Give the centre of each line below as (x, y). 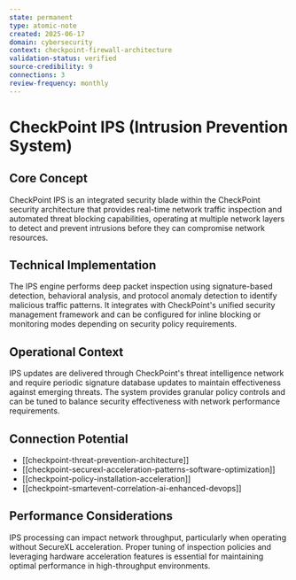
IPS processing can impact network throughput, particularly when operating (148, 537)
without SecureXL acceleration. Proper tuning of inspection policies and (140, 546)
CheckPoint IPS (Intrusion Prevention (148, 127)
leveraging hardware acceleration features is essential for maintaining (136, 556)
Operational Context (66, 352)
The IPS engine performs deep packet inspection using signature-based (141, 286)
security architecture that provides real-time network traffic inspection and (145, 209)
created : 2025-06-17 (47, 34)
